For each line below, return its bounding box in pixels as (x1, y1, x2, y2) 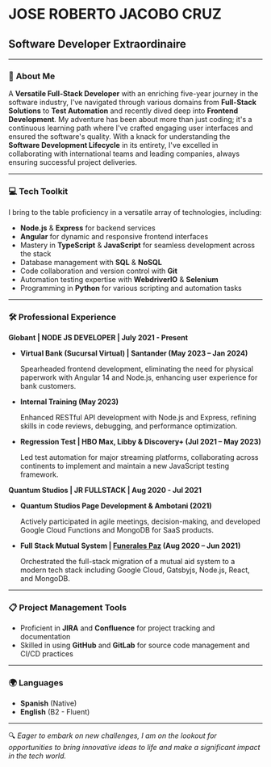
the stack (19, 248, 52, 259)
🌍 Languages (8, 677, 64, 689)
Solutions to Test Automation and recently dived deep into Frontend (8, 106, 239, 116)
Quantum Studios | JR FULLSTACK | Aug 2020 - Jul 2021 (8, 485, 202, 495)
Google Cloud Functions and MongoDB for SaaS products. (19, 525, 215, 534)
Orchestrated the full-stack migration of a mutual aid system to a (19, 556, 236, 566)
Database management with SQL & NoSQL (19, 257, 163, 267)
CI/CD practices (19, 649, 74, 659)
